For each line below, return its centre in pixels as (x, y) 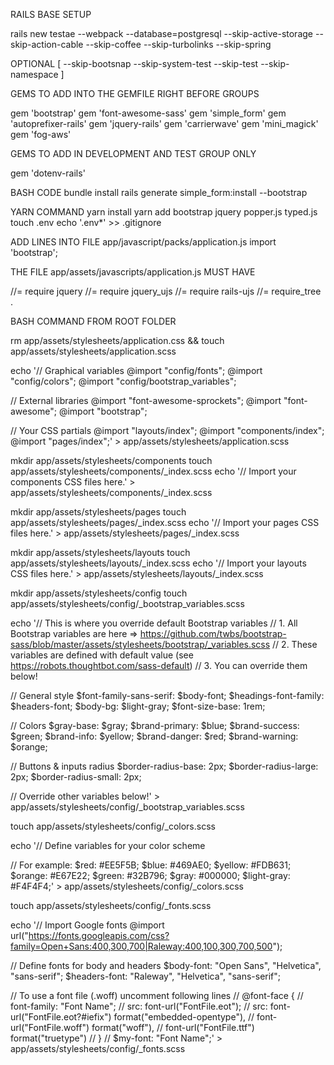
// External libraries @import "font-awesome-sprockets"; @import (146, 400)
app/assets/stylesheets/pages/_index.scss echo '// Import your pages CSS (165, 522)
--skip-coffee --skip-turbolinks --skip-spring (178, 44)
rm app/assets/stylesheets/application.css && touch (117, 340)
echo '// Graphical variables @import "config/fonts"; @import (136, 370)
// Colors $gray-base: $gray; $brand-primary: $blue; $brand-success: (155, 725)
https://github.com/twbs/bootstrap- (213, 633)
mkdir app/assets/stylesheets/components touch (111, 460)
